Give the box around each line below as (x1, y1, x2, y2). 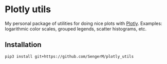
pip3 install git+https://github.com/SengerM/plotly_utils (5, 54, 134, 59)
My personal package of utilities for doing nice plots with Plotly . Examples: (5, 20, 162, 26)
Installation (5, 41, 42, 49)
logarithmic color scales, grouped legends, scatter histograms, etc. (5, 25, 147, 31)
